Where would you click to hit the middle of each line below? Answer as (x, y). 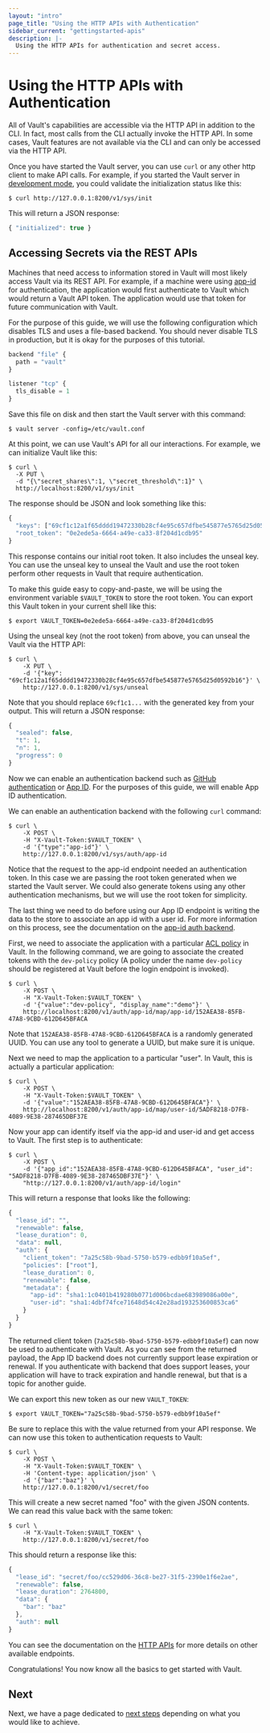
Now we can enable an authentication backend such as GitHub (112, 778)
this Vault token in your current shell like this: (82, 606)
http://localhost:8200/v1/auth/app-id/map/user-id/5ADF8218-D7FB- (136, 1109)
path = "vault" (41, 362)
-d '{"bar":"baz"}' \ (59, 1480)
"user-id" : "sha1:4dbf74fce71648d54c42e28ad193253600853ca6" (134, 1303)
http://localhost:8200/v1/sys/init (75, 488)
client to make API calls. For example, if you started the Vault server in (124, 175)
